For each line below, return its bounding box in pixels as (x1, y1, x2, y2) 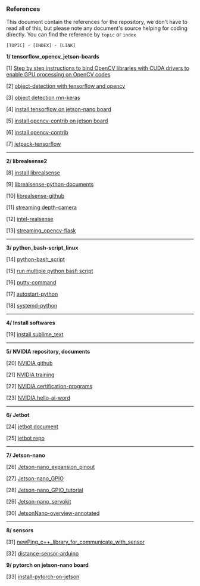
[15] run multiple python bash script (6, 268, 93, 275)
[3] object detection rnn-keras (6, 94, 80, 102)
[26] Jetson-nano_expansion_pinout (6, 464, 95, 471)
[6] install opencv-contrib (6, 129, 68, 136)
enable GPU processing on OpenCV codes (6, 71, 111, 78)
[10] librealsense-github (6, 192, 65, 200)
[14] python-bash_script (6, 256, 65, 263)
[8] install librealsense (6, 169, 61, 176)
